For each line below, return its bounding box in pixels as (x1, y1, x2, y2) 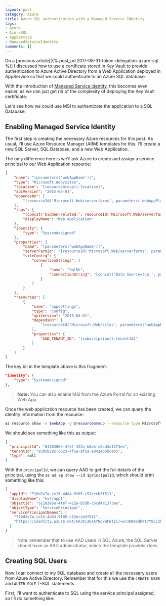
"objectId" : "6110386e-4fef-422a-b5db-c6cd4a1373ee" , (9, 501, 123, 506)
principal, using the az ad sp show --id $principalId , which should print (5, 472, 154, 478)
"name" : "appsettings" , (31, 304, 81, 309)
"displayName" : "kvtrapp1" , (9, 496, 68, 501)
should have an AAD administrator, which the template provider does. (17, 542, 159, 548)
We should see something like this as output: (5, 430, 96, 436)
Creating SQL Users (5, 557, 68, 565)
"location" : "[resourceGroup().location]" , (14, 185, 105, 189)
